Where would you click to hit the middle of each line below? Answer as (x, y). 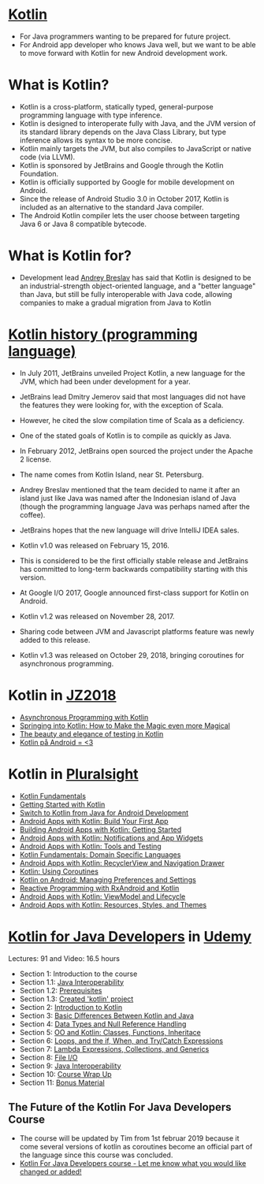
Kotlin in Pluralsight (74, 774)
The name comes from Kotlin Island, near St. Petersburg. (112, 474)
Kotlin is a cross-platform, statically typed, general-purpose (117, 106)
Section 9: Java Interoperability (70, 1066)
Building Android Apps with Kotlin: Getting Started (100, 830)
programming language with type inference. (91, 115)
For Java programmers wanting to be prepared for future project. (125, 36)
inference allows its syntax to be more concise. (96, 140)
